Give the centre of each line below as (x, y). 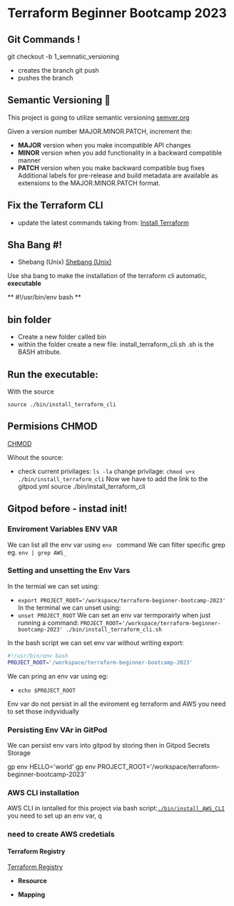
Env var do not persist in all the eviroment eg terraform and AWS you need (117, 704)
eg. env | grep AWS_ (37, 552)
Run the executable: (53, 375)
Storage (19, 753)
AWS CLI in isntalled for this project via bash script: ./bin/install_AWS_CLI (116, 808)
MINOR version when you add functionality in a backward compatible (120, 153)
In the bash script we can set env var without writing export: (96, 642)
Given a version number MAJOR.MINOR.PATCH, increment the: (100, 131)
